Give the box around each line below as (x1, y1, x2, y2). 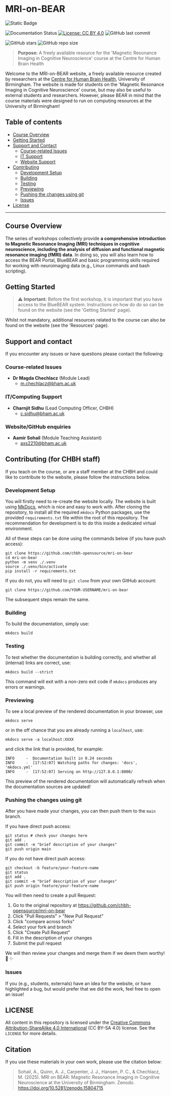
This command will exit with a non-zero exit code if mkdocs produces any (5, 678, 157, 684)
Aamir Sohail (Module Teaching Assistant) (12, 435, 102, 441)
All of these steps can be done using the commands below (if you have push (5, 535, 166, 542)
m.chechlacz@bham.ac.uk (20, 380, 76, 386)
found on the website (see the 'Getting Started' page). (17, 307, 131, 313)
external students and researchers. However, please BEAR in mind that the (5, 92, 161, 98)
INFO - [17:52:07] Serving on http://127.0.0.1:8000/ (5, 769, 133, 774)
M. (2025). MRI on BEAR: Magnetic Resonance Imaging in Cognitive (17, 1074, 160, 1080)
